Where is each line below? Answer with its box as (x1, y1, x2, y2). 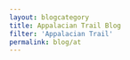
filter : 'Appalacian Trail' (9, 29, 114, 38)
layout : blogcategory (9, 12, 90, 22)
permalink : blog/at (9, 37, 82, 47)
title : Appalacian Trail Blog (9, 21, 122, 30)
